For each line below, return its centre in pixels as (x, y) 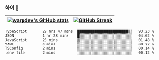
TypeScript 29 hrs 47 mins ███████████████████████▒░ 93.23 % (79, 32)
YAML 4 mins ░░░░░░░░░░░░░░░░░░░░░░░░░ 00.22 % (79, 45)
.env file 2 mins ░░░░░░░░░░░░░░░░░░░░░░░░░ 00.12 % (79, 53)
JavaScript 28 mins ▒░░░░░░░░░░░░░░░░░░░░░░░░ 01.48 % (79, 40)
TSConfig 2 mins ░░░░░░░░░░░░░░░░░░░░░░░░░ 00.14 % (79, 49)
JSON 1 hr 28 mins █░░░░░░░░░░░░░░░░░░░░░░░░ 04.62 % (79, 36)
